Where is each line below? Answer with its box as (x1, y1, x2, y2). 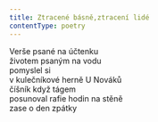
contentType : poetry (9, 21, 87, 30)
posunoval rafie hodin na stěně (9, 93, 123, 103)
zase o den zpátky (9, 102, 78, 113)
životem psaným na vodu (9, 55, 102, 66)
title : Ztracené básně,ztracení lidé (9, 12, 150, 22)
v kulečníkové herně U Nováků (9, 74, 122, 85)
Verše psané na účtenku (9, 45, 99, 56)
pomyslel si (9, 64, 51, 76)
